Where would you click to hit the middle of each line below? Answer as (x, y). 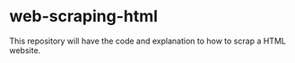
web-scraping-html (84, 16)
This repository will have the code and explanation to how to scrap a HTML (148, 41)
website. (25, 50)
